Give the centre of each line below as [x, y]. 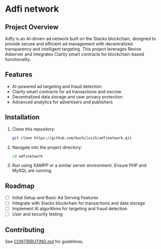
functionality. [18, 59]
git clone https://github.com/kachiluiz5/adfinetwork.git [72, 138]
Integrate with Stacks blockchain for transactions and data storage [79, 203]
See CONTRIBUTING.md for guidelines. [44, 242]
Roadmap [20, 186]
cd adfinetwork [27, 156]
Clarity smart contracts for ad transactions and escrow [67, 92]
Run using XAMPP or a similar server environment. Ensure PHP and [79, 165]
